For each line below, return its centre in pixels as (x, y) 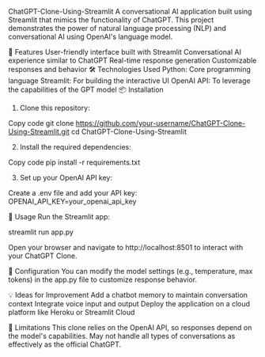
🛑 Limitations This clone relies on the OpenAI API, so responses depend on (130, 327)
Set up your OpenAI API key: (66, 178)
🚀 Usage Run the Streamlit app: (59, 216)
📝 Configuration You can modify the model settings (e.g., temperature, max (131, 271)
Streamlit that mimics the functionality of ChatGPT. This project (111, 20)
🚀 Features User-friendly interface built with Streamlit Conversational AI (125, 52)
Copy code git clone (41, 123)
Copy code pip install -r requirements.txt (74, 162)
